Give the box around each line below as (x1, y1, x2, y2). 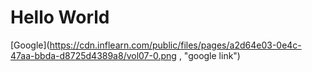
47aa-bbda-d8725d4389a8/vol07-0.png (10, 49, 177, 61)
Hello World (10, 6, 110, 29)
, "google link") (178, 49, 241, 61)
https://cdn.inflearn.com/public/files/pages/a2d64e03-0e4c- (49, 39, 302, 51)
